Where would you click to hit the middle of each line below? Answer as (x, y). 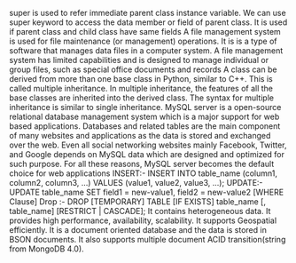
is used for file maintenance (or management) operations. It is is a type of (143, 41)
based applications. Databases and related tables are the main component (145, 126)
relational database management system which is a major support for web (144, 116)
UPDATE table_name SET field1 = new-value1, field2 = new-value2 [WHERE (147, 192)
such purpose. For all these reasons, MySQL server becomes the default (142, 164)
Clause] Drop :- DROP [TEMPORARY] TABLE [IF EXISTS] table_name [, (137, 202)
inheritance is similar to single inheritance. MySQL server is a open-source (145, 107)
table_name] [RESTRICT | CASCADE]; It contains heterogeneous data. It (140, 211)
